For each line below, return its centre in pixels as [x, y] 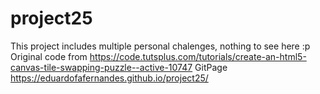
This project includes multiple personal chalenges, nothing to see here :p [160, 46]
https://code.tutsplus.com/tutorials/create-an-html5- [198, 56]
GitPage [211, 67]
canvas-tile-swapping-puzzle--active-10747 [101, 67]
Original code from [49, 56]
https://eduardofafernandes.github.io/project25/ [109, 78]
